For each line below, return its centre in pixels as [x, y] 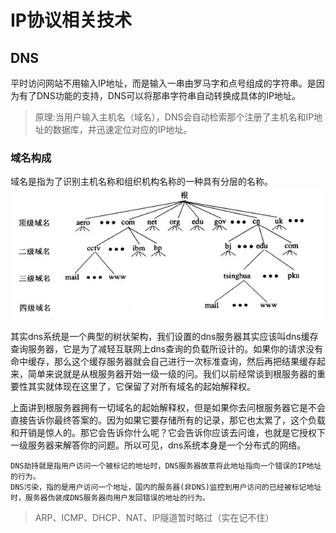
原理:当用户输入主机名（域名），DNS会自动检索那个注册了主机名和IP [174, 117]
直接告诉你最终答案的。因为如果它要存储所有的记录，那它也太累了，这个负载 [168, 420]
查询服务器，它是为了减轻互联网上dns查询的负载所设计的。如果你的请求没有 [167, 348]
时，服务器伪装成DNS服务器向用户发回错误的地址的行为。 [110, 497]
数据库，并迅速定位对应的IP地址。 [122, 129]
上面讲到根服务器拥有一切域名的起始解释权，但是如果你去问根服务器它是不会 [168, 407]
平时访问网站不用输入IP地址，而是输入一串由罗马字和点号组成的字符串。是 [163, 83]
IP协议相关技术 [71, 20]
